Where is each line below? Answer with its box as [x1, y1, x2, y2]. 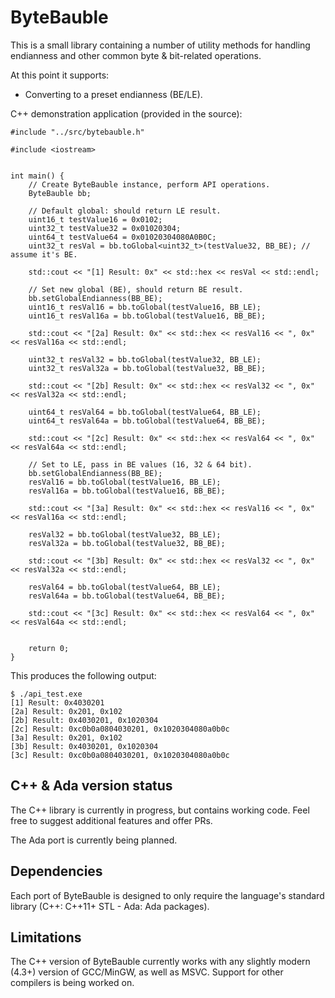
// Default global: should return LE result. [28, 206, 222, 216]
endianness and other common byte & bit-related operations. [10, 49, 262, 61]
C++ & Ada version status [10, 777, 173, 795]
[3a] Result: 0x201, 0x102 [10, 732, 123, 743]
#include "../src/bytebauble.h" [10, 127, 145, 137]
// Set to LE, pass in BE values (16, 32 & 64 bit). [28, 459, 253, 470]
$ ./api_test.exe [10, 689, 83, 699]
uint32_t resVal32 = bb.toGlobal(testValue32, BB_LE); [28, 354, 262, 365]
